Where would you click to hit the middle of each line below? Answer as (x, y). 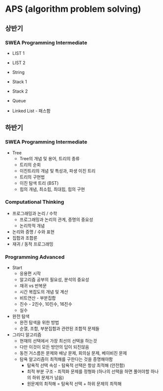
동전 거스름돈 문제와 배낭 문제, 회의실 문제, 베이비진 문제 (73, 353)
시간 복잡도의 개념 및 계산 (44, 292)
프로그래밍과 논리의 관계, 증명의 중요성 (56, 220)
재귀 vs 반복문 (33, 286)
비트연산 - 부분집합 (38, 298)
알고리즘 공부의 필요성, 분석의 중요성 (54, 280)
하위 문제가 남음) (48, 378)
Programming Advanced (35, 257)
